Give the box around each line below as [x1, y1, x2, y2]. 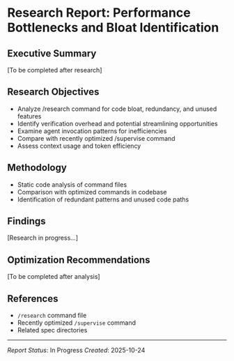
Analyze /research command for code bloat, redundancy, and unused [17, 105, 217, 113]
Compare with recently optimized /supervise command [17, 134, 175, 142]
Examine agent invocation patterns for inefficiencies [17, 127, 167, 135]
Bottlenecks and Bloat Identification [7, 20, 219, 36]
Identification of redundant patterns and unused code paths [17, 195, 189, 203]
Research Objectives [7, 86, 100, 98]
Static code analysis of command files [17, 180, 127, 189]
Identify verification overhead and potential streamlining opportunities [17, 119, 218, 128]
